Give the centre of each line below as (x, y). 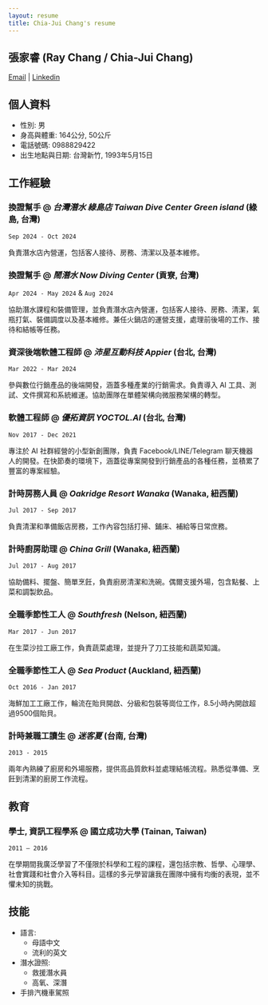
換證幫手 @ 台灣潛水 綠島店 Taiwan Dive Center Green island (126, 207)
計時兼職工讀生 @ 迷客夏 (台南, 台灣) (78, 736)
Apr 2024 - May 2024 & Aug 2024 (61, 293)
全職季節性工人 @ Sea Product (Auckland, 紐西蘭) (105, 670)
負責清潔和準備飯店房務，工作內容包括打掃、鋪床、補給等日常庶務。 (120, 526)
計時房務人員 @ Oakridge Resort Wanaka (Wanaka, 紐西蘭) (124, 493)
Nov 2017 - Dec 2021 (43, 435)
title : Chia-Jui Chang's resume (62, 23)
